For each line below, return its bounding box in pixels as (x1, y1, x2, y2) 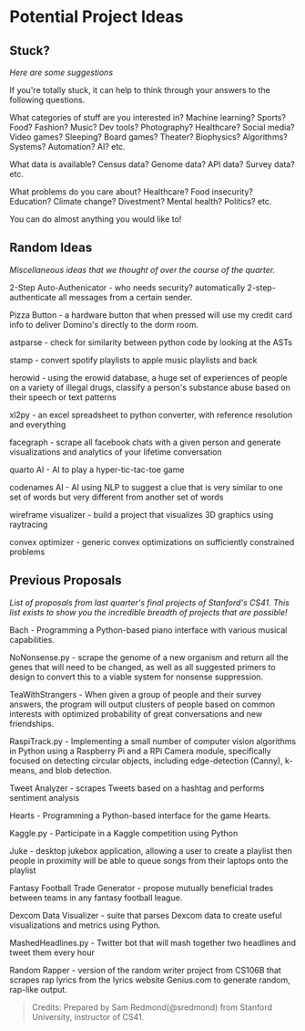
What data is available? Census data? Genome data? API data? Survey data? (9, 159, 296, 170)
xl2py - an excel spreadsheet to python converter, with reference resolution (9, 409, 293, 420)
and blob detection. (39, 764, 112, 775)
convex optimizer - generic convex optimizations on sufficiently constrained (9, 536, 295, 547)
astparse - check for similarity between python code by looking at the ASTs (9, 336, 293, 348)
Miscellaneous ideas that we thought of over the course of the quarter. (9, 264, 276, 275)
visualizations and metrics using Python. (9, 920, 161, 931)
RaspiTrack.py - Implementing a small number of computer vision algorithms (9, 735, 297, 746)
